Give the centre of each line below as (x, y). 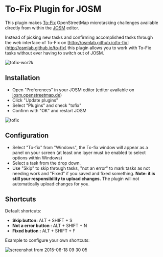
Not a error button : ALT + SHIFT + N (49, 226)
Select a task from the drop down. (47, 163)
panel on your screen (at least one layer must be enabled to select (79, 153)
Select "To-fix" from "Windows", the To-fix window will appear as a (80, 147)
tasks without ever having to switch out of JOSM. (55, 53)
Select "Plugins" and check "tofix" (47, 105)
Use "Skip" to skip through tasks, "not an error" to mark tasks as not (81, 168)
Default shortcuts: (23, 211)
